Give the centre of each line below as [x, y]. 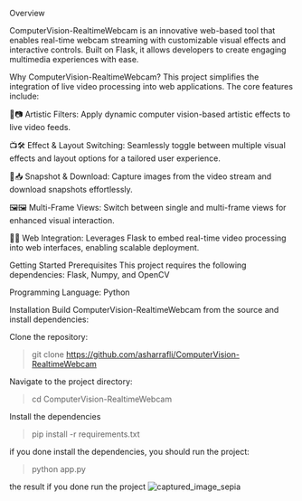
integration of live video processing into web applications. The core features [151, 86]
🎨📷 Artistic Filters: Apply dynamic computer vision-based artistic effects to [150, 114]
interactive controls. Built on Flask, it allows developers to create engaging [148, 50]
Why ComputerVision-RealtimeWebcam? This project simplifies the [134, 77]
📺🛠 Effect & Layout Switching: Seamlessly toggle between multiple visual [148, 145]
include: [24, 96]
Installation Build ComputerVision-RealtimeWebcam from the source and [144, 310]
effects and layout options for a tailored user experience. [115, 158]
